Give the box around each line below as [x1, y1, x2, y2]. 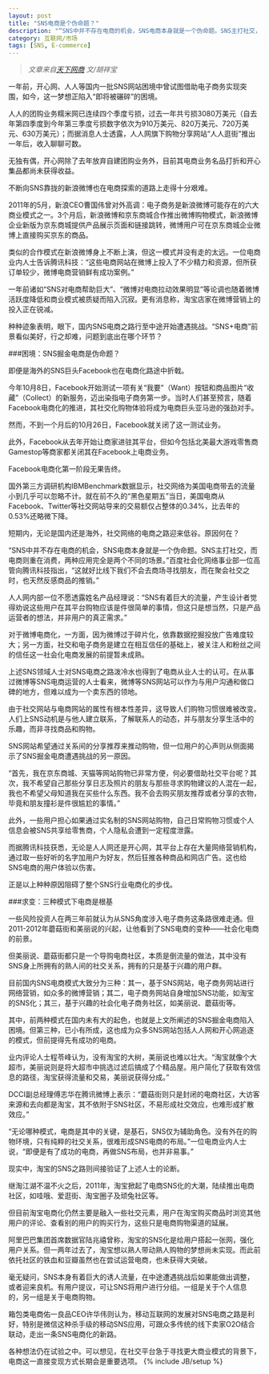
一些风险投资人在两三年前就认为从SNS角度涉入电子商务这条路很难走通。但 [8, 914, 255, 923]
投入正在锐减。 [8, 304, 58, 314]
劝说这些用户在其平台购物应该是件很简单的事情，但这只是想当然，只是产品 [14, 603, 261, 613]
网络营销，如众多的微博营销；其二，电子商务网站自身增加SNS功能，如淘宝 [8, 989, 255, 998]
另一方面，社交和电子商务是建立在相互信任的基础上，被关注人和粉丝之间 [22, 640, 261, 650]
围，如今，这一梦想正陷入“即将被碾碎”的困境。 [8, 92, 163, 101]
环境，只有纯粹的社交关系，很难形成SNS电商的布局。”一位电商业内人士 [14, 1137, 247, 1147]
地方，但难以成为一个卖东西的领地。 [22, 687, 142, 697]
